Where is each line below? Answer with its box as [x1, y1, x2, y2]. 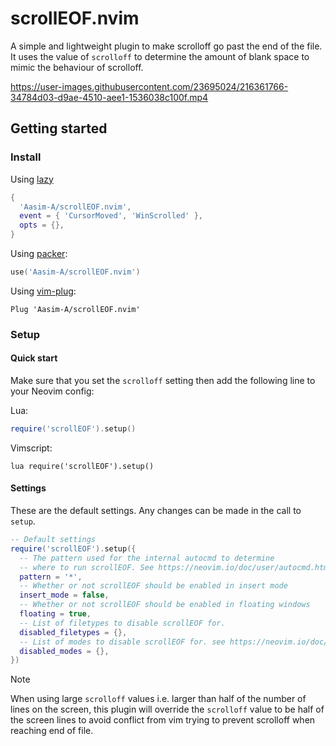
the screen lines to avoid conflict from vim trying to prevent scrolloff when [10, 714, 316, 726]
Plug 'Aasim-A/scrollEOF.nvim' [10, 304, 141, 314]
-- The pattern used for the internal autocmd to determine [19, 553, 275, 563]
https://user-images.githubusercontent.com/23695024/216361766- [10, 80, 289, 92]
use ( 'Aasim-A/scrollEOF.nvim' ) [10, 267, 141, 277]
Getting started [10, 120, 108, 137]
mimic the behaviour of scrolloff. [10, 61, 144, 73]
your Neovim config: [10, 385, 95, 397]
